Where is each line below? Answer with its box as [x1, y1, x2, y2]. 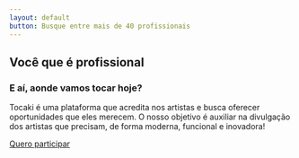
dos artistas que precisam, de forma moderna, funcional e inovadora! [9, 121, 266, 132]
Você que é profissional [9, 55, 145, 70]
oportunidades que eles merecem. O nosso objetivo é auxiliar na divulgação [9, 111, 291, 122]
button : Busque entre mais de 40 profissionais [9, 22, 191, 31]
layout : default [9, 13, 70, 22]
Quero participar [9, 138, 70, 149]
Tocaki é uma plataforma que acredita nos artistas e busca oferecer [9, 102, 260, 113]
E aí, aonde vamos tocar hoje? [9, 82, 143, 94]
